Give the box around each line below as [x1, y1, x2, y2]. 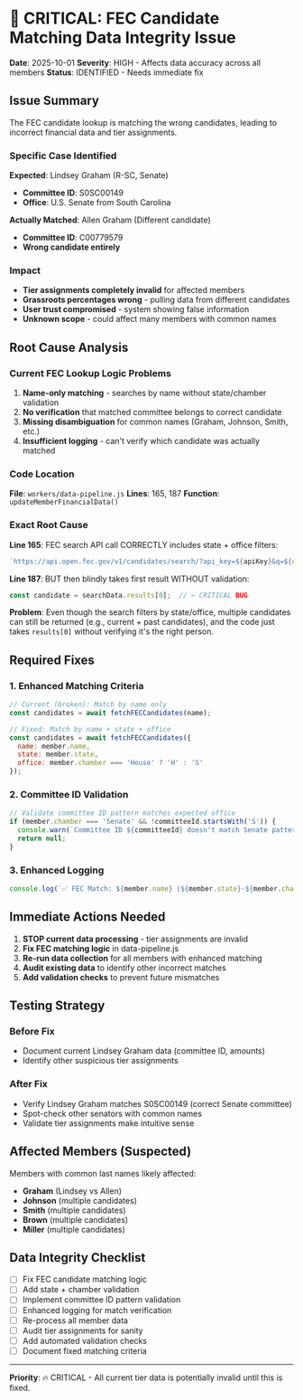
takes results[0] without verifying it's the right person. [9, 626, 215, 637]
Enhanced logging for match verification [22, 1304, 172, 1315]
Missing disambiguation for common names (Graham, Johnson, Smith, [22, 416, 289, 428]
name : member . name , [17, 742, 91, 751]
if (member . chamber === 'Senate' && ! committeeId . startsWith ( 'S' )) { [9, 818, 277, 827]
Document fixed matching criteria [22, 1345, 147, 1356]
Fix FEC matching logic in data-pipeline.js [22, 942, 179, 953]
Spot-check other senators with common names [22, 1108, 203, 1119]
